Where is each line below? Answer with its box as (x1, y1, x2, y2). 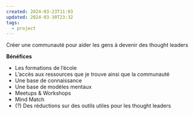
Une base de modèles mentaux (14, 84, 92, 91)
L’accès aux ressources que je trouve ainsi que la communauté (14, 71, 170, 78)
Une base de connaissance (14, 77, 82, 84)
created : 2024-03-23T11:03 (6, 8, 73, 15)
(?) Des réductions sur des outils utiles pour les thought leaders (14, 102, 171, 110)
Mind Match (14, 96, 45, 103)
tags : (6, 20, 20, 25)
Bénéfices (6, 53, 32, 60)
